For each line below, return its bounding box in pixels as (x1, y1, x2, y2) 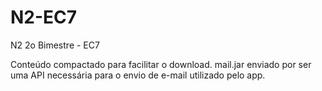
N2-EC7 (10, 6, 78, 29)
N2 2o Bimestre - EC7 (10, 39, 100, 51)
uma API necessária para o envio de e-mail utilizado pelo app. (10, 69, 266, 81)
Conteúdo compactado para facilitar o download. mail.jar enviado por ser (10, 58, 312, 70)
